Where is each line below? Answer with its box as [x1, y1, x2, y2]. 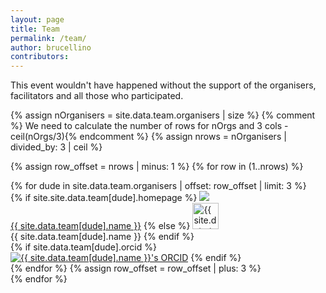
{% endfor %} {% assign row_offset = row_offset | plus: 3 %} [10, 262, 262, 275]
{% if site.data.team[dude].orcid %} [10, 241, 157, 253]
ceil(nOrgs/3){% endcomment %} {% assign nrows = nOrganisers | [10, 131, 287, 143]
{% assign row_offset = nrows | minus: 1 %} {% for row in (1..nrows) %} [10, 161, 304, 173]
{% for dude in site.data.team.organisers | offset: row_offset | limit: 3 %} [10, 180, 307, 192]
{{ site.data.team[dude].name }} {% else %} [10, 220, 191, 232]
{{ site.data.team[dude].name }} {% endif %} [10, 231, 195, 243]
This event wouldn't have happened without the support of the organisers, [10, 79, 317, 91]
